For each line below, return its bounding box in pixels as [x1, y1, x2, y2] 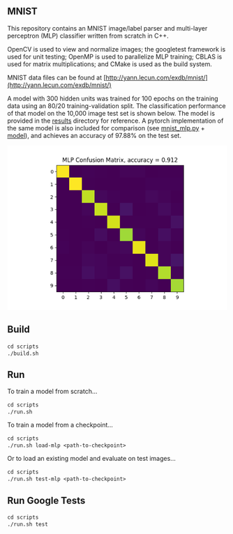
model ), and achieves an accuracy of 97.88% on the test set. [7, 131, 181, 139]
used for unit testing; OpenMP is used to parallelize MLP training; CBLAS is [7, 52, 223, 61]
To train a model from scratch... [7, 387, 98, 396]
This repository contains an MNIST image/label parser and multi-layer [7, 24, 208, 32]
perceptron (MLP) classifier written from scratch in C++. [7, 31, 169, 40]
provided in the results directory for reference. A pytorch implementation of [7, 116, 224, 125]
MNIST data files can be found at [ [7, 73, 106, 82]
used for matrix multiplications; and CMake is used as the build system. [7, 59, 213, 68]
